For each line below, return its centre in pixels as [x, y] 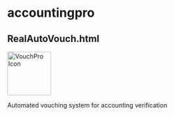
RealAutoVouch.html [53, 39]
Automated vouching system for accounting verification [87, 105]
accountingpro [51, 13]
